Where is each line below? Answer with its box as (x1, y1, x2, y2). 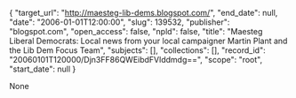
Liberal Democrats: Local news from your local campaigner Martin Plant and (9, 35, 288, 46)
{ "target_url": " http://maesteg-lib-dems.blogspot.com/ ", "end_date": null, (9, 8, 278, 18)
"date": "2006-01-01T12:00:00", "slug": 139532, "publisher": (9, 17, 230, 27)
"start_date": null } (9, 64, 76, 74)
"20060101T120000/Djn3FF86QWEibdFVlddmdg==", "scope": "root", (9, 55, 263, 64)
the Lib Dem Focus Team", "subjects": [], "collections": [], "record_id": (9, 45, 266, 56)
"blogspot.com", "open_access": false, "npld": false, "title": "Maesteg (9, 26, 263, 36)
